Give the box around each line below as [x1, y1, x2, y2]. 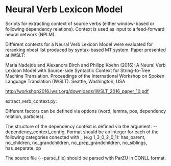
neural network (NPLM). [5, 31, 56, 37]
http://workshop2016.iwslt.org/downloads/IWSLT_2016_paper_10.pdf [5, 88, 149, 94]
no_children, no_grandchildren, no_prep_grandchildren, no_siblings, [5, 139, 148, 146]
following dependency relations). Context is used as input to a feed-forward [5, 26, 165, 32]
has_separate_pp [5, 145, 41, 151]
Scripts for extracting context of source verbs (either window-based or [5, 20, 155, 27]
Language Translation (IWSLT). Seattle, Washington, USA [5, 78, 126, 84]
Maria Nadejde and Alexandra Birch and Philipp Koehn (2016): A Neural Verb [5, 62, 166, 68]
